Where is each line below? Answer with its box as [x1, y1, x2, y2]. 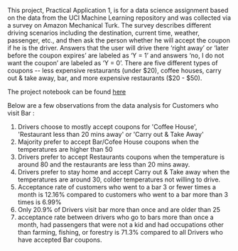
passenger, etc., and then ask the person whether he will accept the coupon [7, 36, 231, 45]
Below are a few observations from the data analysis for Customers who [7, 101, 219, 109]
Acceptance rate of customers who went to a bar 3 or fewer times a [17, 183, 217, 191]
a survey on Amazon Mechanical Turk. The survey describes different [7, 21, 212, 29]
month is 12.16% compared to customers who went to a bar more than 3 [17, 191, 229, 199]
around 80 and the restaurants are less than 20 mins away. [17, 160, 190, 169]
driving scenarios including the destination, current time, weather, [7, 28, 200, 37]
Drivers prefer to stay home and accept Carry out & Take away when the [17, 168, 230, 176]
